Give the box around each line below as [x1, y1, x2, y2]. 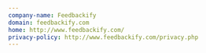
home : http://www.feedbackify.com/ [8, 26, 125, 34]
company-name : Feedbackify [8, 11, 97, 19]
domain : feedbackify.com [8, 19, 90, 26]
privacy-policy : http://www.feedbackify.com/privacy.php [8, 33, 199, 41]
